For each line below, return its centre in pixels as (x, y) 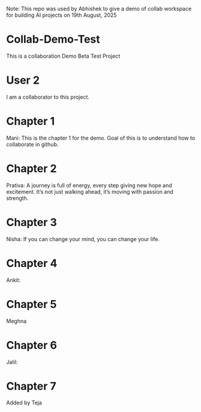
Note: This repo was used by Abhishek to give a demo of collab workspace (99, 9)
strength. (17, 198)
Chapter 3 (31, 222)
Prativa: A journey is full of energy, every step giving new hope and (89, 185)
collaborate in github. (32, 144)
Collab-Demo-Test (53, 39)
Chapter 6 (31, 345)
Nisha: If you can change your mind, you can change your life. (83, 239)
